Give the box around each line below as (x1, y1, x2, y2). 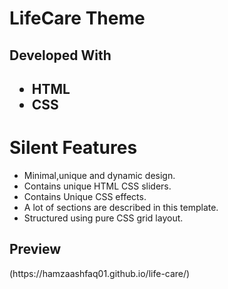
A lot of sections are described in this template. (23, 201, 219, 213)
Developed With (9, 47, 112, 64)
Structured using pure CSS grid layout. (23, 212, 184, 224)
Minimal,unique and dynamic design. (23, 169, 176, 181)
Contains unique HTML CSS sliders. (23, 180, 172, 192)
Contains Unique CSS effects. (23, 190, 147, 202)
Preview (9, 241, 62, 258)
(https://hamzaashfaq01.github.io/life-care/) (9, 267, 191, 279)
